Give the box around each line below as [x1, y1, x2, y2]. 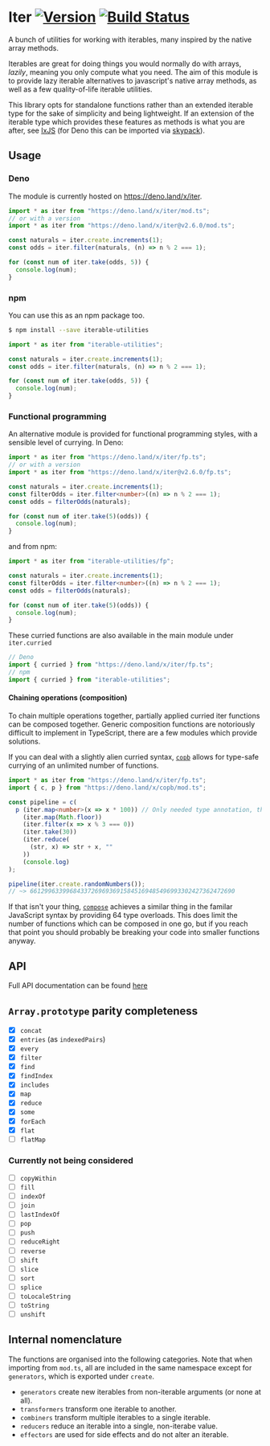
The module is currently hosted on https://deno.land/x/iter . [8, 191, 202, 201]
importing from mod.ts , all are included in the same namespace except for [8, 1362, 252, 1372]
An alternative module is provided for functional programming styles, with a [8, 429, 259, 439]
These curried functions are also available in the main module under [8, 631, 234, 641]
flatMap [19, 1136, 46, 1144]
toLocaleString [19, 1292, 72, 1301]
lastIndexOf [19, 1210, 60, 1219]
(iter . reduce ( [22, 836, 70, 844]
